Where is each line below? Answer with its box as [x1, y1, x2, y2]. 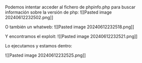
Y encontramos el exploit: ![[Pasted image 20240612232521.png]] [5, 34, 138, 39]
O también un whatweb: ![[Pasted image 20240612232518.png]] [5, 24, 134, 30]
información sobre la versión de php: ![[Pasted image [5, 9, 112, 15]
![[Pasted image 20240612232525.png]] [5, 52, 86, 58]
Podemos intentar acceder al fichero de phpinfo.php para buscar [5, 4, 136, 10]
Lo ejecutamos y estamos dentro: [5, 43, 72, 48]
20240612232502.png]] [5, 15, 54, 20]
